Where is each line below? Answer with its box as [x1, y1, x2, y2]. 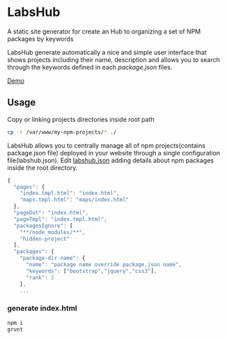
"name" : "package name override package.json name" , [25, 261, 182, 268]
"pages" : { [13, 183, 45, 190]
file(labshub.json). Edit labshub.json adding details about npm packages [7, 156, 214, 164]
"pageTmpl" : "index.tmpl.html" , [13, 215, 108, 223]
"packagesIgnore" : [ [13, 222, 73, 229]
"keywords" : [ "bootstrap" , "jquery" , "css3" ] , [25, 268, 157, 275]
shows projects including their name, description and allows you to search [7, 55, 221, 63]
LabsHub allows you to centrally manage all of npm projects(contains [7, 141, 205, 150]
